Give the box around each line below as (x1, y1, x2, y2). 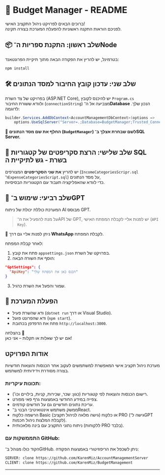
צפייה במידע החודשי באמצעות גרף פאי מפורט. (12, 396, 98, 402)
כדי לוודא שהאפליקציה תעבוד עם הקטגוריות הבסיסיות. (5, 179, 105, 185)
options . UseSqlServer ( (14, 120, 60, 125)
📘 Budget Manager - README (5, 4, 128, 16)
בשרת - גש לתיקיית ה (5, 156, 67, 164)
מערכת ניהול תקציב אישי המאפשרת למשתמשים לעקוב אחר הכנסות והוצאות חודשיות (5, 362, 160, 368)
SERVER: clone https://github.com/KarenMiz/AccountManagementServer (5, 455, 148, 460)
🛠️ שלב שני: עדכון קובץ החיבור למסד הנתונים (5, 80, 136, 88)
